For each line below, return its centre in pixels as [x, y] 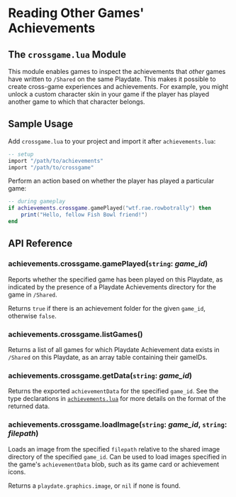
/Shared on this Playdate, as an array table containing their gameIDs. [108, 357]
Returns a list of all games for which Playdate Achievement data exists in [114, 349]
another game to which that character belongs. [77, 102]
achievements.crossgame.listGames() [75, 334]
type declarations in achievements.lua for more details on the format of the [117, 399]
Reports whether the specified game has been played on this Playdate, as [116, 279]
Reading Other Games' [76, 13]
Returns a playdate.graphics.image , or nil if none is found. [94, 486]
